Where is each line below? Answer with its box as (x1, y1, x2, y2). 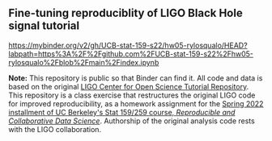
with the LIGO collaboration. (8, 124, 102, 134)
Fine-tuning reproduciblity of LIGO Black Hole (8, 6, 243, 20)
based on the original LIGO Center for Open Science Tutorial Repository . (8, 81, 249, 91)
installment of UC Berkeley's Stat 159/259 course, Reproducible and (8, 107, 236, 117)
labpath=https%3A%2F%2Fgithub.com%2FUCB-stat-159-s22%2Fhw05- (8, 48, 253, 59)
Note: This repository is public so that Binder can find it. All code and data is (8, 73, 263, 83)
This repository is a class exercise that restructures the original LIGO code (8, 90, 256, 100)
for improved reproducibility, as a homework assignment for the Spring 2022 (8, 98, 264, 108)
